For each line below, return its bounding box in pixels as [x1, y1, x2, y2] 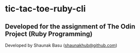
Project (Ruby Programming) [5, 30, 93, 38]
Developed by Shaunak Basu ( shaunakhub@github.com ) [5, 42, 117, 48]
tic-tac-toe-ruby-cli [5, 3, 86, 14]
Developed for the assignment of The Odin [5, 22, 136, 31]
